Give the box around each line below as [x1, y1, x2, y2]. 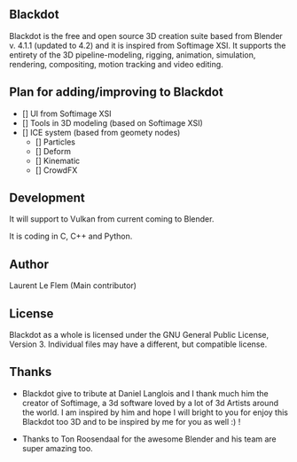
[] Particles [35, 137, 75, 147]
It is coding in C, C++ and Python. [9, 231, 133, 242]
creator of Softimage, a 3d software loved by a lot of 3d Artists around [21, 397, 279, 408]
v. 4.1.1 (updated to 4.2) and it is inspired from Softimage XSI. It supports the [9, 40, 286, 51]
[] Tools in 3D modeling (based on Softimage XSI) [21, 117, 204, 128]
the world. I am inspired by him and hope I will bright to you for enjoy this [21, 407, 288, 418]
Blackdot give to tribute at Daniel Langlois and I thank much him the [21, 388, 269, 398]
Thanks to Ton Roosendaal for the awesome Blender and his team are [21, 434, 277, 444]
